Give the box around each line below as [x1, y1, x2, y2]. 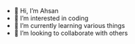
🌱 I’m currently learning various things [13, 22, 125, 29]
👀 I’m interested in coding [13, 14, 89, 22]
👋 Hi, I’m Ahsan [13, 7, 59, 15]
